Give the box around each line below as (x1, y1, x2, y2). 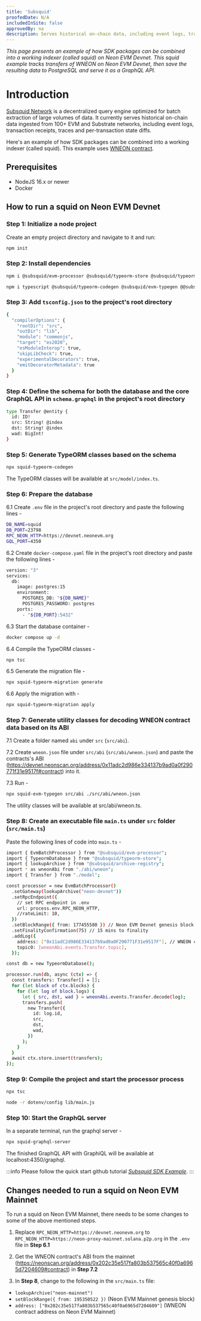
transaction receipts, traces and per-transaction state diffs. (6, 127, 151, 134)
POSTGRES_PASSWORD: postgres (22, 601, 95, 607)
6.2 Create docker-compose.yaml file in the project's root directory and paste (6, 549, 193, 556)
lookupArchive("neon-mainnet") (14, 1290, 93, 1296)
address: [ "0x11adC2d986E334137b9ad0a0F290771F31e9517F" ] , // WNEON (17, 939, 191, 945)
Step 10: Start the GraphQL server (6, 1114, 106, 1122)
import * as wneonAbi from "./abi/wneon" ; (6, 866, 114, 872)
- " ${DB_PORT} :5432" (22, 612, 74, 618)
